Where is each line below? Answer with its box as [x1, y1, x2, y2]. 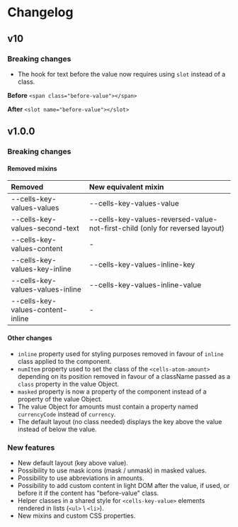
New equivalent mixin [89, 182, 164, 192]
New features [7, 443, 55, 453]
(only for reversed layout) [140, 223, 225, 233]
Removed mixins [7, 164, 58, 172]
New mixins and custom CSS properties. [17, 511, 136, 520]
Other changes [7, 333, 52, 342]
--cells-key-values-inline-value [89, 280, 202, 290]
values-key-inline [11, 264, 72, 274]
